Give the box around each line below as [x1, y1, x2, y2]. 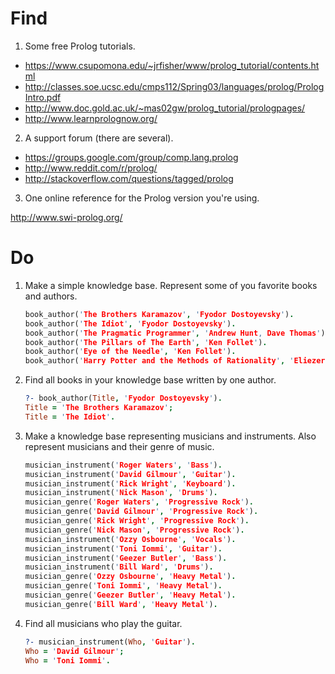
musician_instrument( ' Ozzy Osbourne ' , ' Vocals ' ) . [24, 534, 237, 544]
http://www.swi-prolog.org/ [10, 211, 123, 223]
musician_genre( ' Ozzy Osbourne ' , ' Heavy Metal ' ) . [24, 572, 237, 582]
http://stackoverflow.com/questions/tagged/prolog [24, 172, 234, 184]
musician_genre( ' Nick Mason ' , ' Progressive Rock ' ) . [24, 525, 245, 535]
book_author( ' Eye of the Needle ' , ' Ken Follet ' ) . [24, 347, 237, 357]
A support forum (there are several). [24, 132, 174, 144]
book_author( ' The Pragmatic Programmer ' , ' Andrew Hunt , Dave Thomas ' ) [24, 328, 326, 338]
